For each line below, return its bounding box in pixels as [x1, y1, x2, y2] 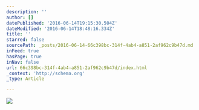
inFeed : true [6, 48, 39, 54]
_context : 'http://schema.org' [6, 70, 85, 76]
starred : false [6, 37, 45, 43]
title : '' [6, 31, 31, 37]
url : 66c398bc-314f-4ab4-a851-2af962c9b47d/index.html [6, 64, 148, 71]
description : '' [6, 8, 47, 15]
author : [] [6, 14, 34, 20]
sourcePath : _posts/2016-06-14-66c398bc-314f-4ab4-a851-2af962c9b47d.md [6, 43, 194, 49]
